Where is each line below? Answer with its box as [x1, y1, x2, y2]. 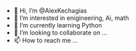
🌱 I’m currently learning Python [13, 21, 102, 29]
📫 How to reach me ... [13, 37, 78, 44]
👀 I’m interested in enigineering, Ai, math [13, 14, 129, 22]
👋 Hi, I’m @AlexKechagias [13, 7, 88, 14]
